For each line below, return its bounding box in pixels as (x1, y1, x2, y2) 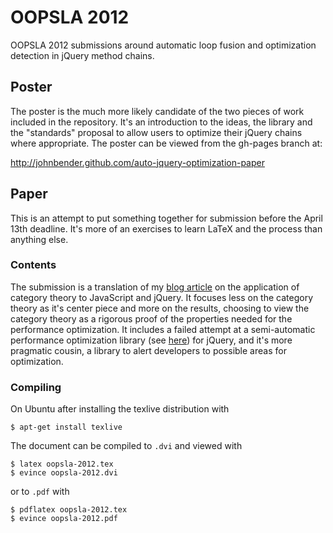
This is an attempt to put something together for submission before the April (10, 212, 323, 224)
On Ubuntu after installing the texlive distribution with (10, 403, 230, 415)
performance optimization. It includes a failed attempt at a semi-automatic (10, 323, 316, 335)
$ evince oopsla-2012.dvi (10, 468, 118, 478)
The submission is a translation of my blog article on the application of (10, 281, 300, 293)
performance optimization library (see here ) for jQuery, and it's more (10, 334, 293, 346)
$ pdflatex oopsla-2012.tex (10, 505, 128, 515)
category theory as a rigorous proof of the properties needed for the (10, 312, 293, 325)
